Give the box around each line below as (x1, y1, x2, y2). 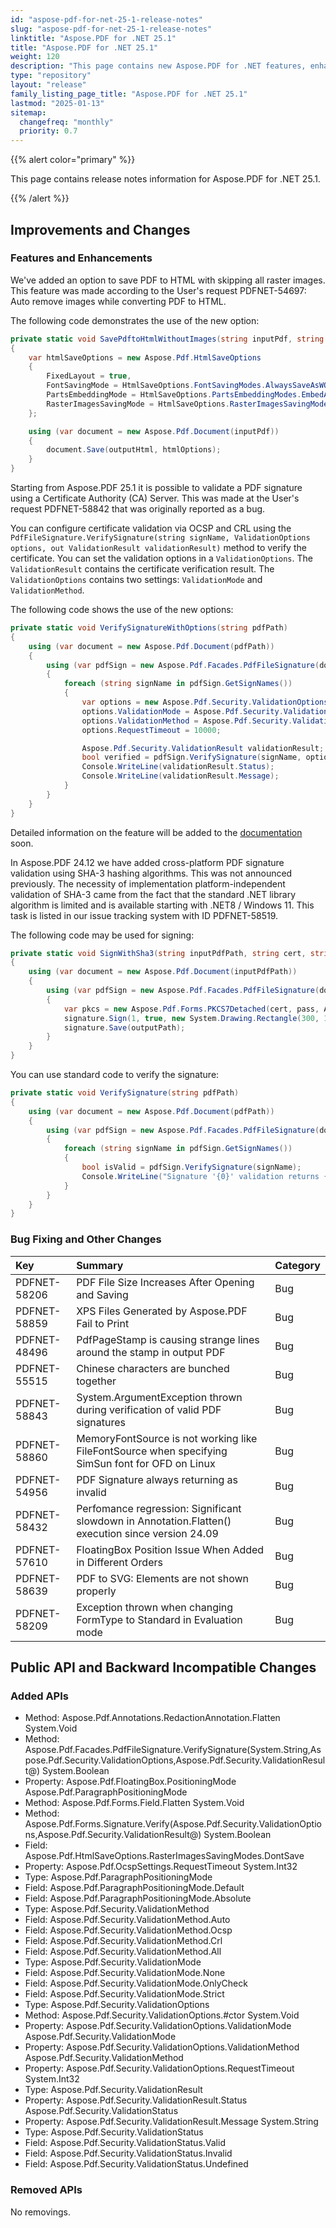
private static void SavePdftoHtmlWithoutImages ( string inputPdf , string (10, 334, 325, 344)
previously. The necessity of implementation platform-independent (10, 877, 286, 890)
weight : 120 (10, 52, 60, 62)
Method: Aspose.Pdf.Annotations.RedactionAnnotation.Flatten (24, 1712, 281, 1724)
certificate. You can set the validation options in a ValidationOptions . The (10, 552, 313, 565)
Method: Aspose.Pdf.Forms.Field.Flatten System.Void (24, 1797, 245, 1809)
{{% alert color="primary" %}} (10, 154, 136, 166)
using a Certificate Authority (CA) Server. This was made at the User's (10, 492, 300, 505)
